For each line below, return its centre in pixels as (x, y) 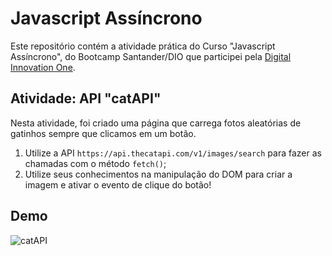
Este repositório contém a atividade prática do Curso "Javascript (143, 46)
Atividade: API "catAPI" (86, 98)
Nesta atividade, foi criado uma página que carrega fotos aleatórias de (156, 123)
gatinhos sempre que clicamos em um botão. (103, 133)
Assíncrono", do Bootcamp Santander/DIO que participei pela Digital (151, 56)
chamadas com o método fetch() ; (95, 163)
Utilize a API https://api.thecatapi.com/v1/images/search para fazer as (173, 153)
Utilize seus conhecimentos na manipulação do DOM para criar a (158, 174)
